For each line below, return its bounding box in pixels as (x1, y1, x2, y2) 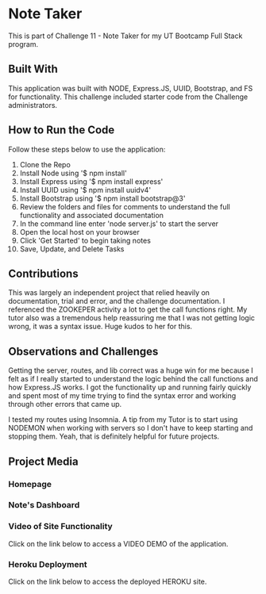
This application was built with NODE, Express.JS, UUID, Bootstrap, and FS (8, 83, 253, 93)
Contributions (8, 266, 79, 280)
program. (8, 39, 39, 48)
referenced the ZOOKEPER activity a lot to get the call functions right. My (8, 305, 248, 314)
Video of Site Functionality (8, 521, 113, 532)
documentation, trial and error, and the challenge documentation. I (8, 297, 226, 306)
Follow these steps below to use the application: (8, 144, 166, 154)
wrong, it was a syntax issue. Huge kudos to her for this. (8, 322, 193, 331)
